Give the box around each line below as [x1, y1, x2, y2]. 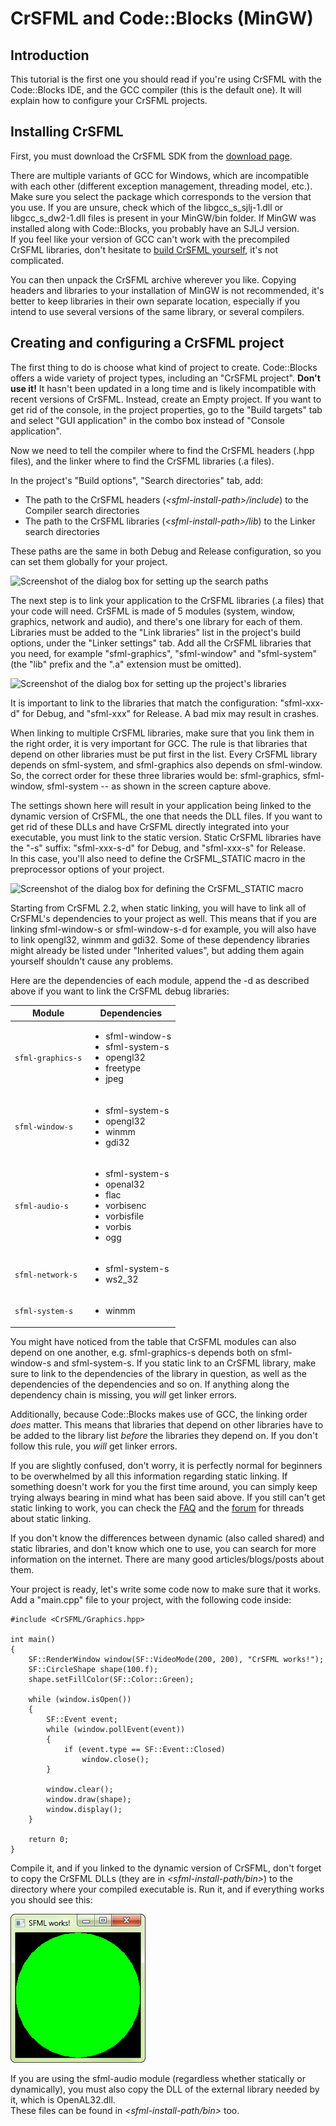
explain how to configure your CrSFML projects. [10, 95, 208, 106]
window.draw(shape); [46, 1794, 132, 1804]
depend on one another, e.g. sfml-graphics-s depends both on [10, 1346, 269, 1358]
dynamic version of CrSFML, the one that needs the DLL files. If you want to [10, 810, 323, 822]
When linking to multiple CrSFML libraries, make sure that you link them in [10, 727, 315, 739]
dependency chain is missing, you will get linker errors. [10, 1388, 238, 1401]
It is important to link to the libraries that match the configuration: [10, 697, 278, 709]
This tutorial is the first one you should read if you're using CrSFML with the [10, 73, 322, 85]
